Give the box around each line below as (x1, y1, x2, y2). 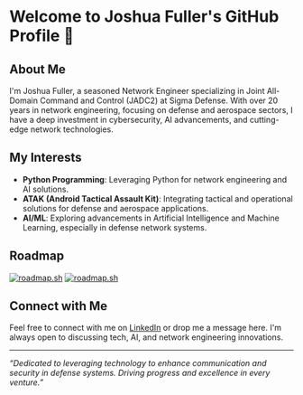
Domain (9, 95, 39, 106)
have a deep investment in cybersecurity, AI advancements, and (9, 115, 248, 125)
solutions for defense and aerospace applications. (22, 202, 209, 213)
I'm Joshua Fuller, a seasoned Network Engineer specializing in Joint (9, 86, 265, 96)
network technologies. (30, 124, 115, 135)
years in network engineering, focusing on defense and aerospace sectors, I (9, 105, 293, 115)
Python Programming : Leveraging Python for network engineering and (22, 174, 287, 184)
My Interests (9, 150, 82, 165)
